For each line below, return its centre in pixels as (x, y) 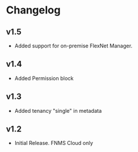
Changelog (33, 10)
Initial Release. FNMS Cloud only (54, 143)
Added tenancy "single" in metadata (58, 110)
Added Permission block (44, 78)
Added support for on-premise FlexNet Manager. (73, 46)
